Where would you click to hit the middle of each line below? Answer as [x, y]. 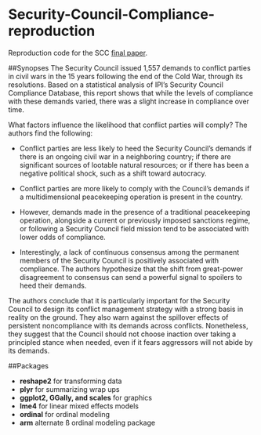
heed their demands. [53, 285]
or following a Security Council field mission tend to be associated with [134, 228]
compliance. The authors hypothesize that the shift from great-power [131, 269]
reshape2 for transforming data [71, 381]
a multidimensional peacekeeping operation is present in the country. [131, 197]
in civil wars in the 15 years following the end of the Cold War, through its [125, 76]
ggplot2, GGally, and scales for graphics [86, 397]
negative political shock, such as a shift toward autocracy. [113, 173]
